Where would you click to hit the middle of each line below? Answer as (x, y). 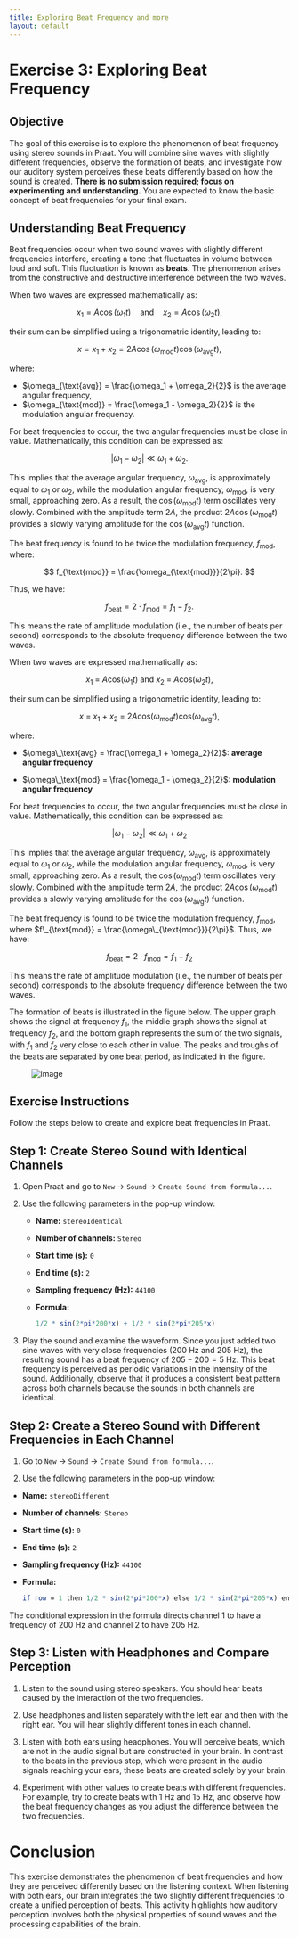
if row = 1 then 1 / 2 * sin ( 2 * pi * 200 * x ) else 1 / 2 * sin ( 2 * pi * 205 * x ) (150, 1598)
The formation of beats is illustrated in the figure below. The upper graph (142, 1012)
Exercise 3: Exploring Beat (108, 70)
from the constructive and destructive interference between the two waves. (148, 278)
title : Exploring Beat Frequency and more (89, 17)
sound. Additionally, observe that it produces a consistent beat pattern (151, 1379)
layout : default (39, 26)
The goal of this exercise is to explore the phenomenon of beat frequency (144, 143)
